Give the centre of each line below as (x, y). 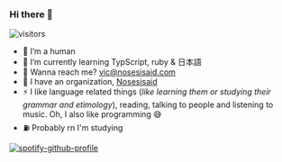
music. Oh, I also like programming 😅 (92, 114)
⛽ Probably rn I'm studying (73, 128)
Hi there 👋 (32, 14)
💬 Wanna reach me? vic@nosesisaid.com (99, 72)
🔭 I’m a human (49, 51)
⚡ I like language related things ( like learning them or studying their (147, 92)
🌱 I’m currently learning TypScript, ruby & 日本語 (112, 62)
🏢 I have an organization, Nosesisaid (90, 82)
